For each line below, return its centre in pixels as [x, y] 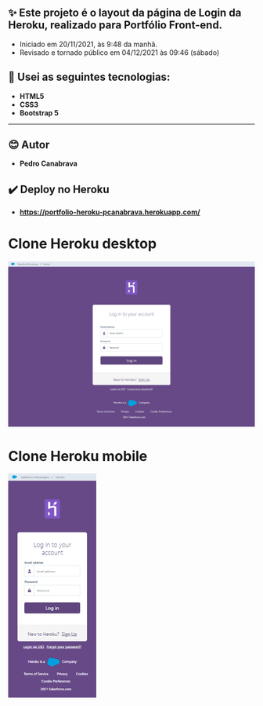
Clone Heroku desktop [83, 244]
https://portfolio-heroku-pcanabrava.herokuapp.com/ [110, 212]
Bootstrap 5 [39, 112]
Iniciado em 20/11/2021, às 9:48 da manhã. [88, 44]
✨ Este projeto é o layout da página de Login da [125, 13]
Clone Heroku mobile [78, 456]
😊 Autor [29, 145]
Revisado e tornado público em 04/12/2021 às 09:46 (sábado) [119, 52]
